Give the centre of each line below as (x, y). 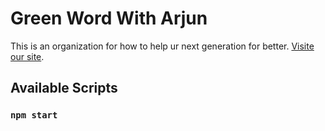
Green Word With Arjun (109, 18)
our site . (27, 56)
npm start (34, 115)
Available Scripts (64, 88)
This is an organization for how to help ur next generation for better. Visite (162, 46)
